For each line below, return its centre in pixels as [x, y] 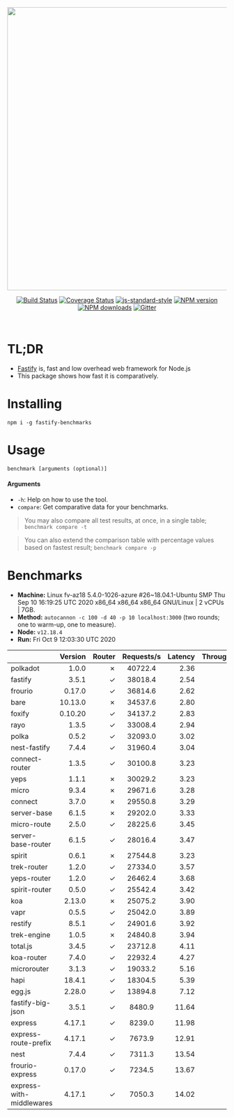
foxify [20, 714]
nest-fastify [30, 747]
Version [73, 656]
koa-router [29, 957]
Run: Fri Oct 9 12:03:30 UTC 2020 [67, 639]
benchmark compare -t [55, 527]
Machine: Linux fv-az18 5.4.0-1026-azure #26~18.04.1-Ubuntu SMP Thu [121, 594]
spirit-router [31, 889]
